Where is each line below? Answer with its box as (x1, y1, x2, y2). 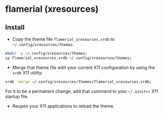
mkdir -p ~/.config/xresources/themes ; (5, 51, 88, 56)
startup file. (5, 93, 29, 99)
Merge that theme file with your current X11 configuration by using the (12, 64, 155, 70)
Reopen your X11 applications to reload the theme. (12, 103, 115, 109)
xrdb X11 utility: (12, 70, 43, 76)
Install (5, 23, 25, 32)
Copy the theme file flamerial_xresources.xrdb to (12, 36, 115, 42)
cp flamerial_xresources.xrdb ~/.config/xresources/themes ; (5, 55, 132, 60)
